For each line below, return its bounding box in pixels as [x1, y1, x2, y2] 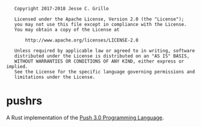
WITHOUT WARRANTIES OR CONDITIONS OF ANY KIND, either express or [14, 58, 185, 64]
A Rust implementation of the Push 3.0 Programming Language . [6, 114, 164, 121]
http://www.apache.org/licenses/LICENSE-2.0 [25, 37, 138, 43]
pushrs [6, 94, 43, 108]
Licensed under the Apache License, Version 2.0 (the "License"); [14, 16, 185, 22]
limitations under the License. [14, 74, 96, 80]
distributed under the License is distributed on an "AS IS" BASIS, [14, 53, 190, 59]
